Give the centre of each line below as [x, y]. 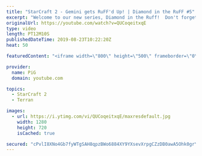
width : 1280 [32, 122]
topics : [16, 89]
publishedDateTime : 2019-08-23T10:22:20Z [59, 40]
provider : [19, 67]
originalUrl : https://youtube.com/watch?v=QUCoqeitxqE [76, 23]
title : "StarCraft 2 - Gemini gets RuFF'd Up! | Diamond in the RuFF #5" [101, 12]
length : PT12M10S [28, 34]
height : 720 [32, 127]
